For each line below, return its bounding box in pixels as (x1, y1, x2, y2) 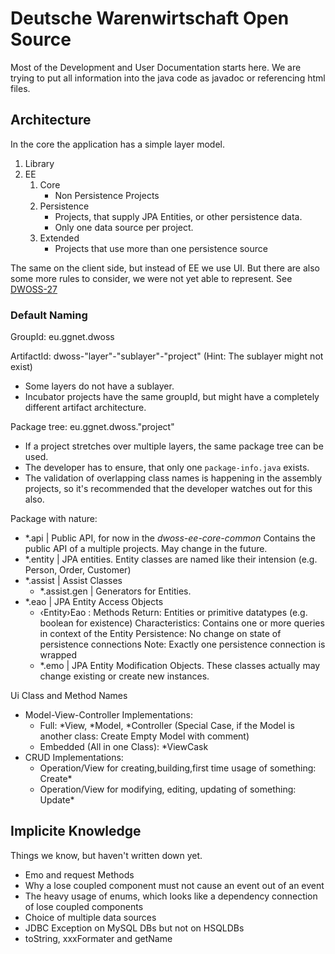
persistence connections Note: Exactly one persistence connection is (39, 638, 326, 651)
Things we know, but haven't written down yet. (10, 849, 203, 861)
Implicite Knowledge (10, 823, 142, 840)
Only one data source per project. (54, 221, 194, 233)
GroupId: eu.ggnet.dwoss (10, 331, 115, 343)
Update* (39, 794, 75, 806)
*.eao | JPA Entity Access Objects (24, 596, 164, 608)
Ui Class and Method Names (10, 690, 128, 702)
